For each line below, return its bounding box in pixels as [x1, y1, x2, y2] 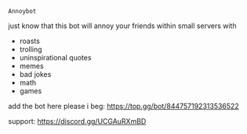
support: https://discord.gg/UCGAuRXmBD [8, 117, 147, 125]
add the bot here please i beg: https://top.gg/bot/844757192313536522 [8, 102, 239, 110]
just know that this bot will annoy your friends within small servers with [8, 21, 237, 31]
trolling [19, 45, 42, 54]
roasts [19, 36, 41, 45]
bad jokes [19, 70, 52, 78]
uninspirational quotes [19, 53, 92, 62]
